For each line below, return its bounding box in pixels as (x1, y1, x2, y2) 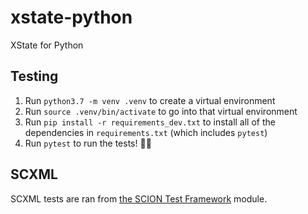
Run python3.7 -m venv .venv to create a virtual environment (24, 94, 276, 106)
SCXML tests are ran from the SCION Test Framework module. (10, 192, 268, 205)
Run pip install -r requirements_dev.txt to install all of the (24, 116, 276, 128)
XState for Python (10, 39, 84, 51)
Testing (10, 68, 59, 85)
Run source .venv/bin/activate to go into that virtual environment (24, 105, 298, 117)
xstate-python (10, 6, 133, 29)
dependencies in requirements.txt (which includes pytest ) (24, 126, 268, 138)
